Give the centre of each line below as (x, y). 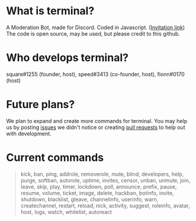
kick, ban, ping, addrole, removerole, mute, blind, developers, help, (102, 174)
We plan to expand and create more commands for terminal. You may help (97, 121)
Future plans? (41, 105)
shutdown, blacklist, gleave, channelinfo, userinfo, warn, (89, 199)
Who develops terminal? (68, 58)
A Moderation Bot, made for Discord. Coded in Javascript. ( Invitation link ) (96, 27)
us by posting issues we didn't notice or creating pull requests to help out (96, 127)
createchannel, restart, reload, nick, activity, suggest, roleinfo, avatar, (105, 206)
